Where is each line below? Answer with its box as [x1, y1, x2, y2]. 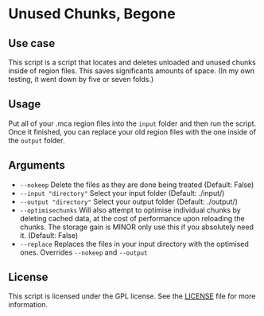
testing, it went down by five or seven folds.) [8, 75, 154, 84]
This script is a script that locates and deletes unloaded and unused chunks [8, 57, 256, 67]
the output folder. [8, 135, 65, 145]
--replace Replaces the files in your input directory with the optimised [19, 239, 249, 248]
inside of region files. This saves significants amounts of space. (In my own [8, 66, 254, 76]
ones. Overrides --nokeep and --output [19, 248, 148, 257]
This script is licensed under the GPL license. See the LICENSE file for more [8, 291, 256, 301]
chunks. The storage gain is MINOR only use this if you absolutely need [19, 222, 254, 232]
